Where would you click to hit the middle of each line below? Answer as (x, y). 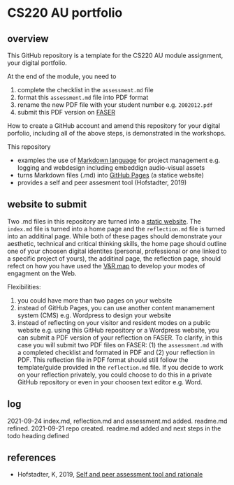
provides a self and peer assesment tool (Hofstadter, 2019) (102, 182)
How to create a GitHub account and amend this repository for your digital (114, 126)
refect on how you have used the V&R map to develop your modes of (106, 266)
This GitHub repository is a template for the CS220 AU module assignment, (115, 55)
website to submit (47, 204)
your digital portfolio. (37, 63)
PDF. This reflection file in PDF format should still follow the (103, 360)
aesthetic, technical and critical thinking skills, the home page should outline (117, 243)
